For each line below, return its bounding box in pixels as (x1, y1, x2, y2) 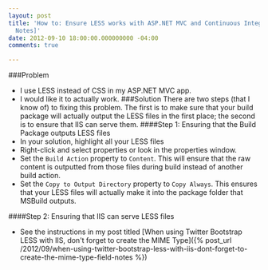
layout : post (8, 11, 52, 20)
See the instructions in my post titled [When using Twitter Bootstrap (19, 227, 242, 236)
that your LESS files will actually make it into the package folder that (19, 188, 243, 197)
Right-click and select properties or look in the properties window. (19, 145, 238, 155)
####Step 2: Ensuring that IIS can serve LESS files (8, 212, 175, 221)
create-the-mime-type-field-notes (19, 252, 133, 262)
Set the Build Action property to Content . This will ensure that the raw (19, 153, 251, 164)
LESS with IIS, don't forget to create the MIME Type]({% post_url (19, 236, 232, 245)
